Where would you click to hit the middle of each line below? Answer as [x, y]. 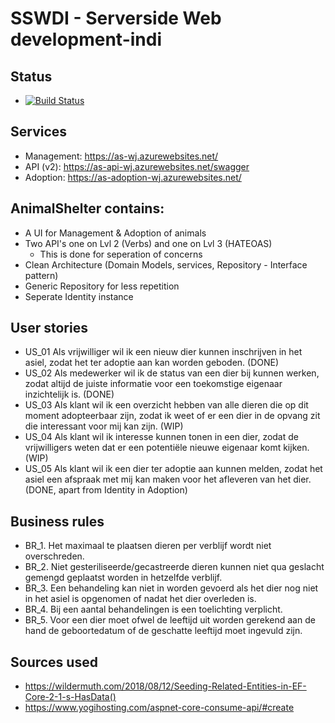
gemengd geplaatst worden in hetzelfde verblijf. [123, 578]
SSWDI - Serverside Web [116, 18]
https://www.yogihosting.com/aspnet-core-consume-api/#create [159, 708]
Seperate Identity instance [79, 296]
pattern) [41, 275]
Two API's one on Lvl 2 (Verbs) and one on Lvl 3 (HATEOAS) [148, 243]
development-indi [86, 39]
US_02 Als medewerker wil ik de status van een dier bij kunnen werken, [172, 373]
